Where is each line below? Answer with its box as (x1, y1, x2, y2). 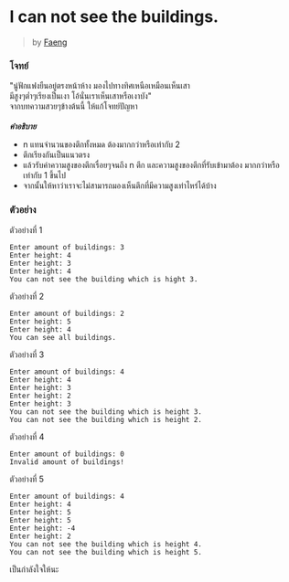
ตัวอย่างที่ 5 (9, 473, 44, 484)
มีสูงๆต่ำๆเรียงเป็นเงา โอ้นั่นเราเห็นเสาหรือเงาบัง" (9, 90, 153, 101)
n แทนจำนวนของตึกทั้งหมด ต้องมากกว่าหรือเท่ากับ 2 (22, 139, 181, 150)
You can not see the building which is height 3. (9, 407, 203, 417)
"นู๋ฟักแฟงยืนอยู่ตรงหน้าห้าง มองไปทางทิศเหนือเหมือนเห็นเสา (9, 80, 190, 91)
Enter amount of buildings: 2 (9, 309, 125, 318)
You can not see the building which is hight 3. (9, 274, 198, 284)
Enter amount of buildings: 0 (9, 450, 125, 459)
